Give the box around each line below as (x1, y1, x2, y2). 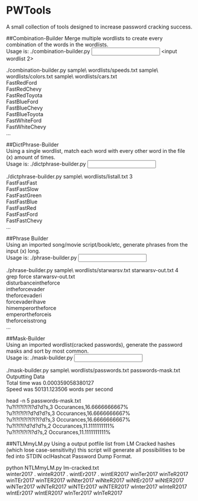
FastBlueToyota (6, 110, 44, 117)
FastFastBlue (6, 198, 38, 205)
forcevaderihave (6, 298, 46, 305)
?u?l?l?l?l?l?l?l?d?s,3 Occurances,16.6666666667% (6, 416, 131, 423)
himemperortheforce (6, 304, 57, 311)
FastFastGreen (6, 192, 42, 199)
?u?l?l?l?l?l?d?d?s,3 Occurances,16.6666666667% (6, 403, 129, 410)
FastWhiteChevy (6, 123, 46, 130)
